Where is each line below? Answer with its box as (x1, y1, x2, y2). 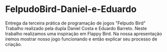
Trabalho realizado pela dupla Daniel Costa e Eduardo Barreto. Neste (5, 25, 147, 31)
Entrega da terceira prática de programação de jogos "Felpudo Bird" (5, 20, 146, 26)
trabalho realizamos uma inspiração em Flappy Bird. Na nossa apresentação (5, 30, 162, 36)
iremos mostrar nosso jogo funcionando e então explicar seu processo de (5, 36, 157, 42)
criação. (5, 41, 22, 47)
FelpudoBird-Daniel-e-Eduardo (5, 3, 136, 15)
